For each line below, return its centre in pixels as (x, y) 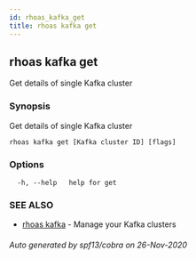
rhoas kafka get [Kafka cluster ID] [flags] (93, 142)
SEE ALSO (31, 205)
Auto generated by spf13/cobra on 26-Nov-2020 (98, 245)
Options (27, 164)
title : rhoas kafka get (53, 26)
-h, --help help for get (67, 182)
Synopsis (30, 106)
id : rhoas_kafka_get (47, 17)
